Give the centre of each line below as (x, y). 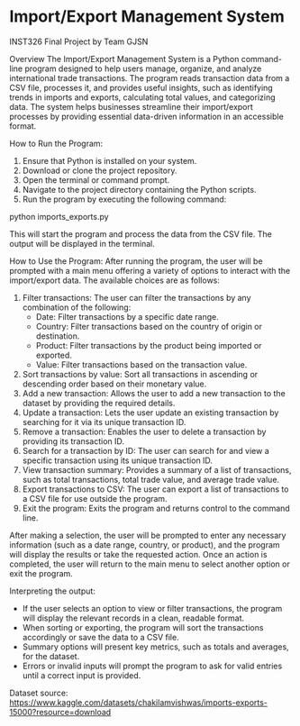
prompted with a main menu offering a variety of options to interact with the (150, 270)
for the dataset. (51, 656)
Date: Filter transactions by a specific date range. (127, 316)
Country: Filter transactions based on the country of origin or (149, 326)
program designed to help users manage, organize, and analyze (143, 68)
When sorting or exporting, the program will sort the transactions (143, 627)
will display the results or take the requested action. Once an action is (138, 554)
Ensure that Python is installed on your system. (109, 160)
